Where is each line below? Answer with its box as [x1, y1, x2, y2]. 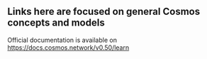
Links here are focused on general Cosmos [7, 6, 201, 18]
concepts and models [7, 17, 105, 29]
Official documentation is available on [7, 36, 117, 44]
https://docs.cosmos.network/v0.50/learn [7, 43, 130, 52]
